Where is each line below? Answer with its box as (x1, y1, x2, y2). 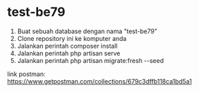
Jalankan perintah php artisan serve (17, 49, 121, 57)
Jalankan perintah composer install (17, 42, 118, 50)
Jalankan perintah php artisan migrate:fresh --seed (17, 56, 164, 64)
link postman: (7, 70, 46, 78)
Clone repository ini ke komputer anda (17, 34, 127, 42)
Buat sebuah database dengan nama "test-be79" (17, 27, 157, 35)
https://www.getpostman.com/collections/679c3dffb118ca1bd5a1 (7, 77, 192, 85)
